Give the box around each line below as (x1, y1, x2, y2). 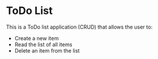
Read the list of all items (14, 41, 73, 48)
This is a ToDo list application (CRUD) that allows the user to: (6, 23, 153, 30)
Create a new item (14, 34, 59, 41)
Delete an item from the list (14, 47, 80, 54)
